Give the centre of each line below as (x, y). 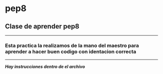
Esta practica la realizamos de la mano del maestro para (72, 45)
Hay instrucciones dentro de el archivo (45, 67)
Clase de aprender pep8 (42, 26)
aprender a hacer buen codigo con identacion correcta (71, 51)
